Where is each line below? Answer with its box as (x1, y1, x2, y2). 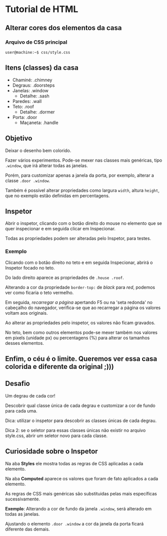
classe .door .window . (5, 177, 50, 184)
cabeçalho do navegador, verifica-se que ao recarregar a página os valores (5, 305, 161, 311)
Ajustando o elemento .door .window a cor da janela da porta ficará (5, 520, 144, 526)
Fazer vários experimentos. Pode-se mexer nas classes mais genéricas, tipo (5, 157, 162, 163)
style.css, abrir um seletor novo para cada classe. (5, 433, 108, 439)
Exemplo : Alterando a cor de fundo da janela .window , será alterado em (5, 505, 152, 511)
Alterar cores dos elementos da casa (5, 24, 122, 32)
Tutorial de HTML (5, 4, 78, 15)
